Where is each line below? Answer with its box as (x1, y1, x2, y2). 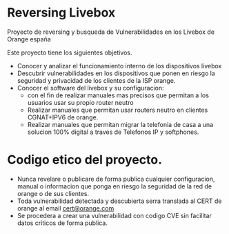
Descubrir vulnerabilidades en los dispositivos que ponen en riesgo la (17, 69, 215, 77)
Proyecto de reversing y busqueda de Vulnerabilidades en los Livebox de (7, 28, 215, 36)
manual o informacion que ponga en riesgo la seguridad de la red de (17, 182, 212, 191)
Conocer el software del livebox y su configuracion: (17, 84, 164, 92)
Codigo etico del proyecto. (7, 152, 163, 168)
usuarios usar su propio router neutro (27, 98, 134, 106)
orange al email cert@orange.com (17, 204, 114, 212)
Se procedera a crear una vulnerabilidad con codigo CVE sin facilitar (17, 211, 212, 220)
